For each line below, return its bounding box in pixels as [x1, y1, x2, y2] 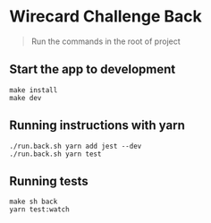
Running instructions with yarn [9, 118, 186, 133]
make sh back [9, 197, 58, 207]
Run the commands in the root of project [30, 36, 181, 47]
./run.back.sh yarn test [9, 150, 102, 159]
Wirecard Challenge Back [9, 6, 203, 27]
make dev [9, 93, 42, 102]
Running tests [9, 173, 89, 189]
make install [9, 85, 58, 95]
